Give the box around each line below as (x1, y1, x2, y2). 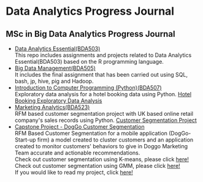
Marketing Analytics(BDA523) (14, 104, 90, 111)
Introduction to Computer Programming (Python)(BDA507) (14, 84, 162, 91)
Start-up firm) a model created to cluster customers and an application (14, 136, 194, 143)
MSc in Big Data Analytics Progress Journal (6, 29, 175, 39)
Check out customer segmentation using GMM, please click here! (14, 162, 180, 169)
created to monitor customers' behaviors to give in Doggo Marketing (14, 143, 188, 150)
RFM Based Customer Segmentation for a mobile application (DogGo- (14, 130, 191, 137)
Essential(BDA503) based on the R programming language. (14, 58, 164, 65)
